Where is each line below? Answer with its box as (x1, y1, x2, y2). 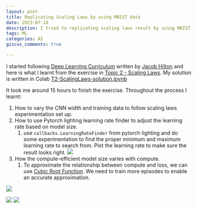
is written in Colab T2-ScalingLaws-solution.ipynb (6, 75, 128, 82)
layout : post (6, 8, 38, 15)
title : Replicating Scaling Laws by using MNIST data (6, 14, 141, 20)
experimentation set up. (14, 110, 72, 118)
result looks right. (23, 148, 66, 156)
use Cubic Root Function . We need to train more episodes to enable (23, 167, 188, 174)
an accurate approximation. (23, 174, 90, 181)
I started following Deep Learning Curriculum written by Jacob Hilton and (6, 62, 183, 69)
